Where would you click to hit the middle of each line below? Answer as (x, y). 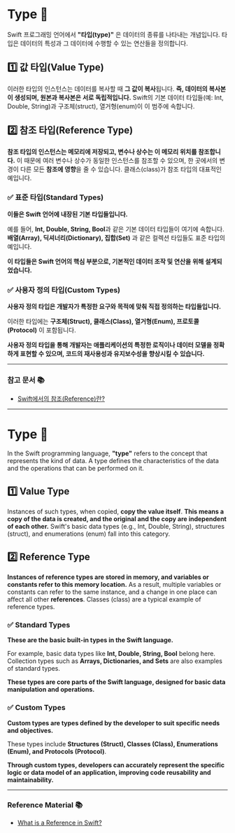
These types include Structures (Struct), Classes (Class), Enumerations (113, 743)
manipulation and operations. (51, 690)
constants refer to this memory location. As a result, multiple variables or (114, 585)
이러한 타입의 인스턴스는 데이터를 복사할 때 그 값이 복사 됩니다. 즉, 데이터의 (107, 88)
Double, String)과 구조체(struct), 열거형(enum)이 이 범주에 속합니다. (101, 106)
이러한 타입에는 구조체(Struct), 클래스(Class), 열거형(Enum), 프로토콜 (103, 322)
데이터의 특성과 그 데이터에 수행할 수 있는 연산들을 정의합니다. (104, 43)
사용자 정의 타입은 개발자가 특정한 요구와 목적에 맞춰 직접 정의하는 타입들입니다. (114, 306)
